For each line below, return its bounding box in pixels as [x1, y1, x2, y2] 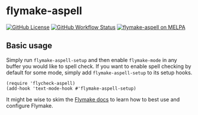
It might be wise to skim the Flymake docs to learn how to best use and [6, 96, 180, 103]
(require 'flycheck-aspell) [6, 80, 76, 86]
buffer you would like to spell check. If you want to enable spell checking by [6, 63, 191, 70]
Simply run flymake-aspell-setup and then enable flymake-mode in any [6, 56, 177, 63]
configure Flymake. [6, 102, 53, 109]
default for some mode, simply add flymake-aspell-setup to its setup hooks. [6, 69, 193, 76]
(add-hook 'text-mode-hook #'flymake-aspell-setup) [6, 86, 136, 91]
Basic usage [6, 41, 52, 51]
